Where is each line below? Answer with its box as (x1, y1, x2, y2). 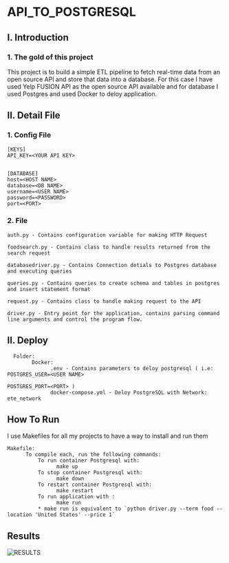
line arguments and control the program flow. (7, 316, 143, 323)
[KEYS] (7, 146, 26, 153)
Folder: (13, 352, 36, 360)
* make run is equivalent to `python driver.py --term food (37, 505, 214, 513)
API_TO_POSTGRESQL (7, 4, 136, 20)
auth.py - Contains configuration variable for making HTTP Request (7, 231, 208, 238)
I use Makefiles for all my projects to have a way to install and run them (7, 432, 208, 440)
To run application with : (37, 493, 116, 500)
